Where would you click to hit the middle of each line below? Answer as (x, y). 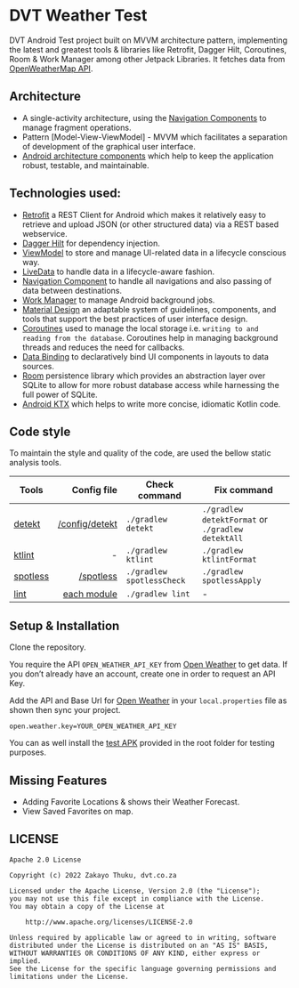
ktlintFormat (229, 560)
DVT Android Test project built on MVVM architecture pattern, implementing (148, 40)
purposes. (28, 752)
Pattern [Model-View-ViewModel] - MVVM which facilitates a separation (154, 137)
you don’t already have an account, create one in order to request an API (142, 674)
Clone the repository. (48, 647)
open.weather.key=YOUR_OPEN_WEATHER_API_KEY (93, 726)
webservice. (45, 233)
